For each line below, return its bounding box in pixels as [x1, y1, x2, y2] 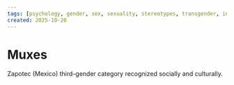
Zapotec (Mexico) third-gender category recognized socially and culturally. [7, 70, 223, 78]
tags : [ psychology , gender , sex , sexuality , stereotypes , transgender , [7, 10, 219, 17]
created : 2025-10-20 [7, 17, 68, 24]
